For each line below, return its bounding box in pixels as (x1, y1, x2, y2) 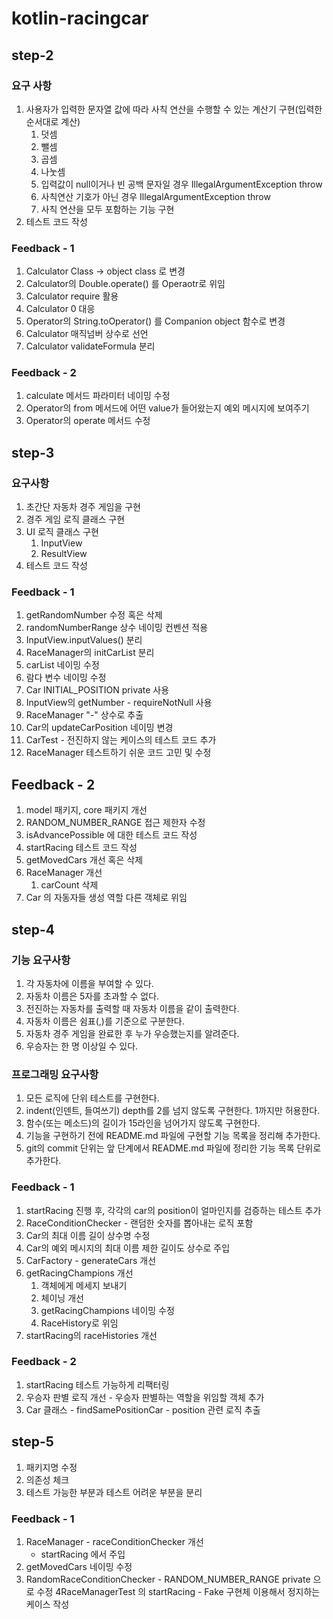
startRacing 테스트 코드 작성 (25, 842, 138, 854)
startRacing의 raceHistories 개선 (25, 1329, 158, 1341)
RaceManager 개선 (25, 867, 103, 879)
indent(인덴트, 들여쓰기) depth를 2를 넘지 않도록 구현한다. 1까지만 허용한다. (25, 1105, 321, 1117)
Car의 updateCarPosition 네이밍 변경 (25, 722, 174, 734)
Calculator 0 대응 (25, 303, 96, 315)
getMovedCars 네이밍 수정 (25, 1560, 133, 1572)
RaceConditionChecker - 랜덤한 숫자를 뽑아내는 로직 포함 (25, 1217, 254, 1229)
